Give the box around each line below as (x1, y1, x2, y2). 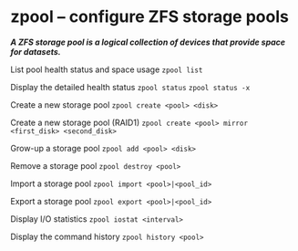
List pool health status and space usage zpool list (10, 64, 203, 75)
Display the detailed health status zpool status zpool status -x (10, 81, 251, 92)
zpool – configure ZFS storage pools (10, 6, 290, 27)
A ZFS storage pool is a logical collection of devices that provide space (10, 37, 286, 47)
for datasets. (10, 46, 62, 57)
